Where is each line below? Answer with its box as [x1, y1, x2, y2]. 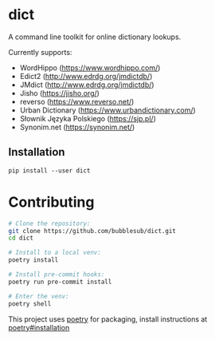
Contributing [8, 193, 95, 211]
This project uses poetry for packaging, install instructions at [8, 314, 208, 324]
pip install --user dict [8, 166, 91, 175]
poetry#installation [8, 322, 70, 332]
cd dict [8, 234, 34, 243]
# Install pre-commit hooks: [8, 271, 105, 279]
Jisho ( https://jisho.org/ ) [19, 88, 100, 97]
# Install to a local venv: [8, 249, 102, 257]
